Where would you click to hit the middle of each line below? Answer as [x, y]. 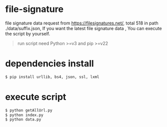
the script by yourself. [28, 33]
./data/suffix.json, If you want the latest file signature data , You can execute [83, 28]
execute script [36, 97]
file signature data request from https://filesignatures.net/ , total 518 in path [82, 23]
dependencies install [49, 64]
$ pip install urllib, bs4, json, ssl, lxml [52, 77]
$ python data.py [23, 119]
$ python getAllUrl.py [29, 110]
